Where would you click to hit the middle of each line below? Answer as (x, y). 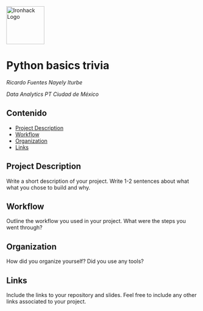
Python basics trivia (58, 66)
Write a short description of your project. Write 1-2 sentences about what (98, 181)
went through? (24, 228)
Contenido (27, 113)
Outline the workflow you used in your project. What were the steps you (96, 221)
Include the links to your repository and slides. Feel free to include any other (101, 295)
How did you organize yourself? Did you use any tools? (75, 261)
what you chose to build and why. (48, 187)
